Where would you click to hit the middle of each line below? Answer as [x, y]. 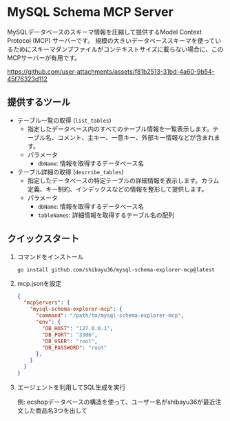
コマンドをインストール [50, 256]
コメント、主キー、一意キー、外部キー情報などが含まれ [136, 137]
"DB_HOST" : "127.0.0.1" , [78, 328]
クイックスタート [43, 239]
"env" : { [48, 322]
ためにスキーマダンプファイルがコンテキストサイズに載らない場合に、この [118, 49]
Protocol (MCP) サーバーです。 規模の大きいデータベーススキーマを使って [111, 40]
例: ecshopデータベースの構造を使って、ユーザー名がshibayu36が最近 [116, 402]
